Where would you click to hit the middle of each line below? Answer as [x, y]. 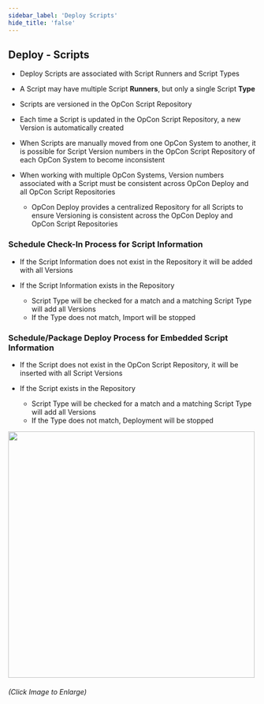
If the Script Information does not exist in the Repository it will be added [136, 262]
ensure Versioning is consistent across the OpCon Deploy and [132, 216]
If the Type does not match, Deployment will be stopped [123, 420]
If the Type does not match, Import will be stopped [113, 317]
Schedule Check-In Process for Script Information [106, 244]
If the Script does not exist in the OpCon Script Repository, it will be [129, 364]
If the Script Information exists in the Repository [97, 285]
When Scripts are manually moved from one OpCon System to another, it [138, 143]
